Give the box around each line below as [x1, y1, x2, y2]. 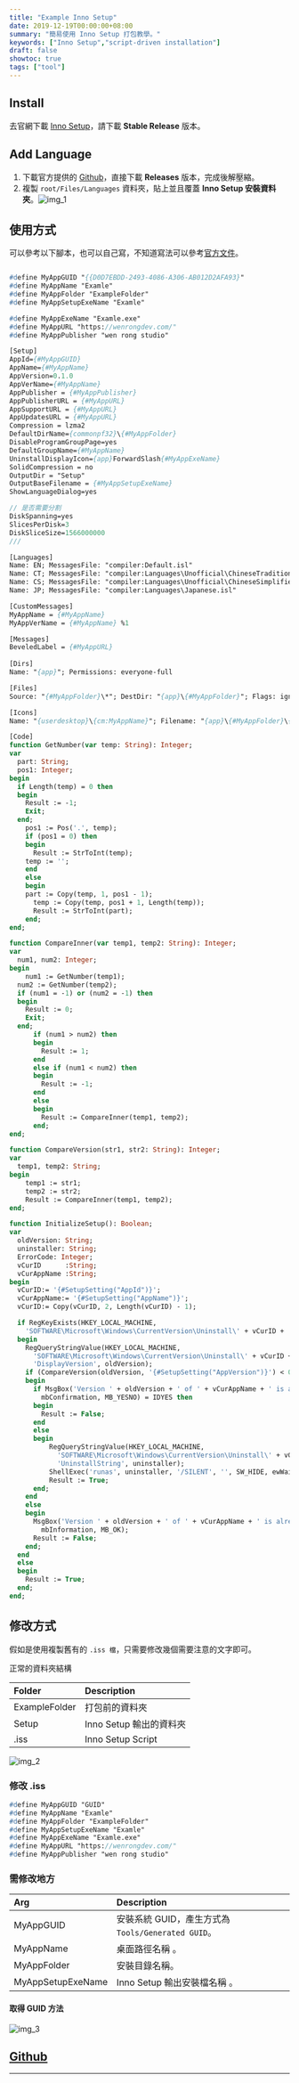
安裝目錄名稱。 [116, 1960, 180, 1973]
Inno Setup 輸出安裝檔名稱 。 [116, 1976, 238, 1989]
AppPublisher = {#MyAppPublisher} [9, 388, 138, 397]
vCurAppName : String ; [17, 1269, 98, 1278]
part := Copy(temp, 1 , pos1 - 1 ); [25, 890, 153, 899]
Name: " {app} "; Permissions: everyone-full [9, 668, 174, 677]
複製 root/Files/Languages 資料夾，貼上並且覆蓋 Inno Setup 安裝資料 [21, 183, 277, 193]
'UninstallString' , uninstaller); [56, 1459, 185, 1468]
